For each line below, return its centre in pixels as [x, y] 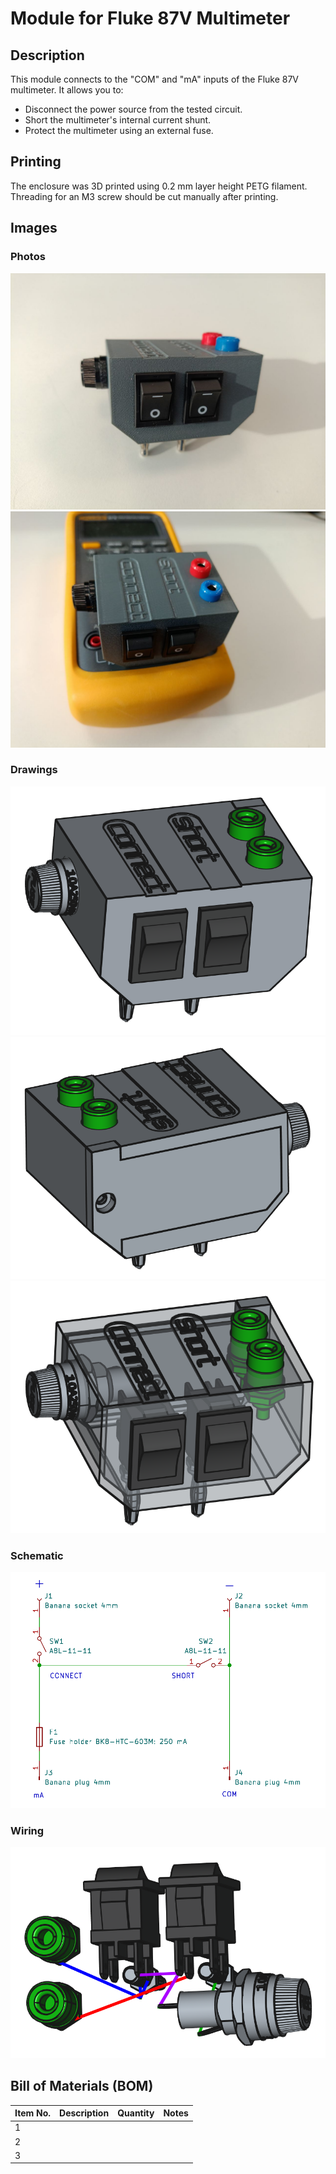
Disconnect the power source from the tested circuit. [133, 109]
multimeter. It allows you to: [67, 90]
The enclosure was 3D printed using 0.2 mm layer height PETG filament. [159, 186]
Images [34, 228]
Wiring [27, 1830]
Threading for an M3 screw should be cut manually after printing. [144, 196]
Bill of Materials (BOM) [82, 2086]
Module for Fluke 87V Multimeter [150, 18]
